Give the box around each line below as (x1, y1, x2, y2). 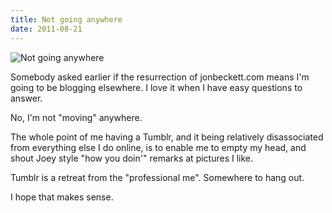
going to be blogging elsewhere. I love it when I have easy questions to (10, 81, 303, 93)
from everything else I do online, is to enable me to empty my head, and (10, 141, 307, 153)
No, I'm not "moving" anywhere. (10, 111, 143, 123)
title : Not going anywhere (10, 14, 123, 25)
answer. (10, 92, 43, 104)
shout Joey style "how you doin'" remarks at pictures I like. (10, 152, 254, 164)
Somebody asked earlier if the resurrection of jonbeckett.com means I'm (10, 71, 310, 83)
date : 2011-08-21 (10, 24, 83, 34)
